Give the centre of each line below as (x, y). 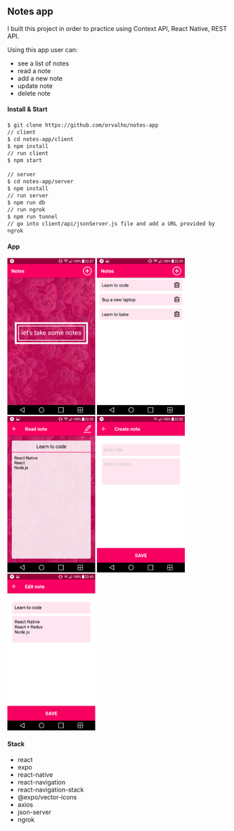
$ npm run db (26, 203)
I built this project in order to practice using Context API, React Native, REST (117, 28)
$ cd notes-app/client (40, 139)
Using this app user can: (43, 49)
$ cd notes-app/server (40, 182)
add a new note (40, 78)
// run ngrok (26, 210)
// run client (28, 154)
